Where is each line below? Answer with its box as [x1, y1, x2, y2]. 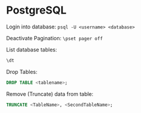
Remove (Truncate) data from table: [6, 90, 94, 98]
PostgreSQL [6, 4, 67, 17]
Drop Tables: [6, 68, 37, 75]
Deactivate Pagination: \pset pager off [6, 34, 103, 41]
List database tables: [6, 46, 58, 53]
